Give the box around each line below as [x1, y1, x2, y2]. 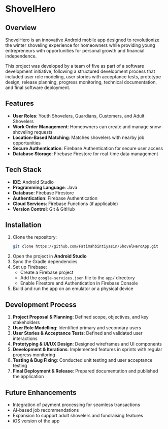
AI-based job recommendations [12, 407, 79, 413]
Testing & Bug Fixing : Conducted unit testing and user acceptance [12, 357, 153, 363]
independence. [5, 53, 37, 59]
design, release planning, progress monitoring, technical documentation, [5, 79, 157, 85]
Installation [5, 221, 42, 230]
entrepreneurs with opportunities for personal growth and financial [5, 48, 145, 53]
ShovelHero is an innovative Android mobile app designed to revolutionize [5, 37, 160, 43]
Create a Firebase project [20, 269, 74, 275]
